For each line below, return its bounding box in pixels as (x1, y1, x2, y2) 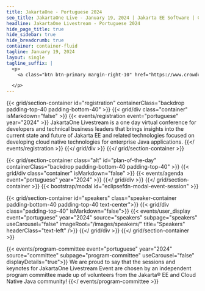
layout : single (6, 54, 45, 61)
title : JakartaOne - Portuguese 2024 (6, 9, 103, 15)
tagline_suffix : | (6, 60, 53, 66)
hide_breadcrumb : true (6, 37, 64, 43)
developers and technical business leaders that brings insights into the (6, 125, 184, 133)
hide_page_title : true (6, 26, 64, 32)
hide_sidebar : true (6, 32, 56, 38)
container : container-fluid (6, 43, 78, 50)
